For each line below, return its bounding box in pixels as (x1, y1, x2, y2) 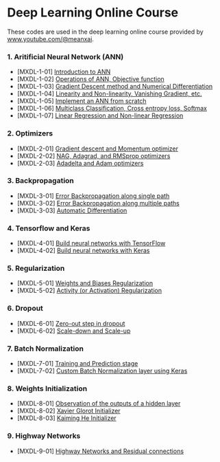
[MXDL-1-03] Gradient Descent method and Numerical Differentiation (16, 82, 213, 91)
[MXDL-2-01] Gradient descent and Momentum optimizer (16, 144, 179, 153)
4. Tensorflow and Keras (7, 223, 90, 233)
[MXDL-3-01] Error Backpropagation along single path (16, 191, 170, 200)
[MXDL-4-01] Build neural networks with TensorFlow (16, 239, 166, 247)
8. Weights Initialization (7, 384, 88, 393)
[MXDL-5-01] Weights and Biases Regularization (16, 279, 154, 287)
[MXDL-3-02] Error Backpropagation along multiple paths (16, 199, 180, 207)
